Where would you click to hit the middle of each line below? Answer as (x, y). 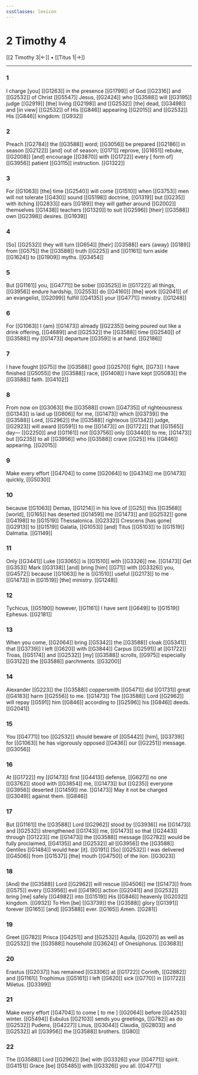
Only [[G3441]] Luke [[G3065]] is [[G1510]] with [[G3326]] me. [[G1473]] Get (99, 561)
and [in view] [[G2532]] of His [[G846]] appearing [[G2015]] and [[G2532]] (97, 109)
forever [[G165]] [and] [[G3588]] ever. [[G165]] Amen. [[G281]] (82, 909)
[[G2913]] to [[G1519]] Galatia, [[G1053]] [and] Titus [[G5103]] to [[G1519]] (95, 527)
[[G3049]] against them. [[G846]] (47, 796)
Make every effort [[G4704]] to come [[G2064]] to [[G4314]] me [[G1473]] (96, 473)
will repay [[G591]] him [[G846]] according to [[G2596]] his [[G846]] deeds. (98, 702)
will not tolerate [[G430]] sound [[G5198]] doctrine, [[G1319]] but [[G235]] (96, 197)
